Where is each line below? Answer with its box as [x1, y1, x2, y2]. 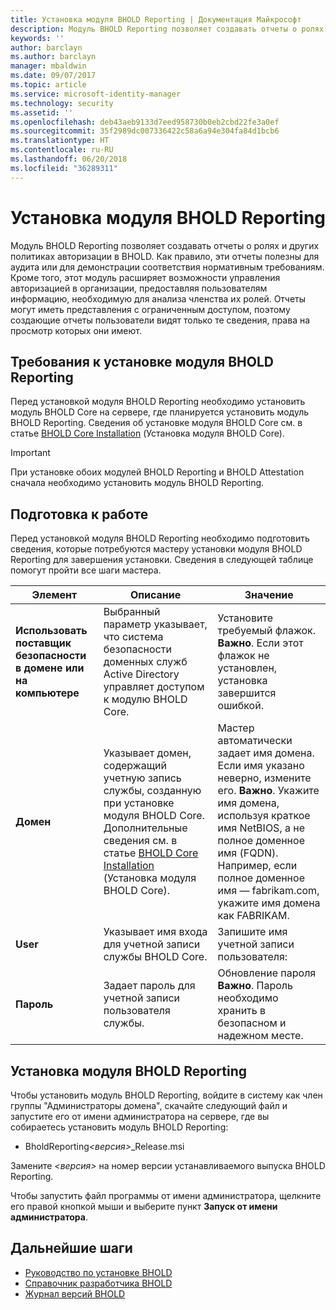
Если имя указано [217, 759, 305, 773]
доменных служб [103, 655, 188, 669]
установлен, [217, 661, 278, 675]
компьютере [15, 686, 80, 700]
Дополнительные [103, 821, 188, 835]
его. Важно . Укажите [217, 784, 320, 798]
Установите [217, 611, 273, 625]
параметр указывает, [103, 617, 208, 631]
